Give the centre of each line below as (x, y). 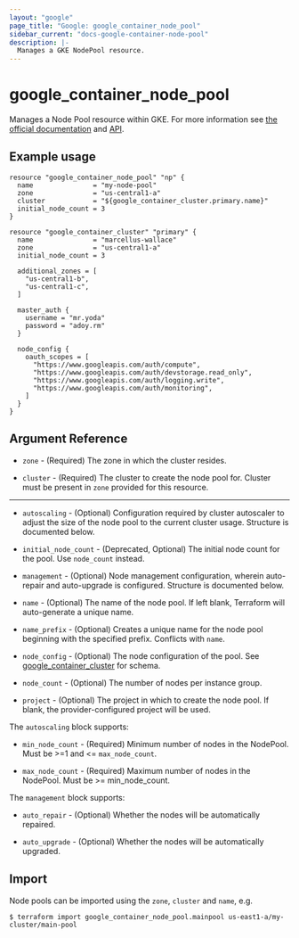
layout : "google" (41, 17)
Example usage (53, 157)
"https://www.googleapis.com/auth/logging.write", (129, 380)
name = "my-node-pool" (87, 185)
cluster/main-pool (43, 925)
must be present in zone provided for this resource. (115, 487)
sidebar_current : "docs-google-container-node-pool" (109, 34)
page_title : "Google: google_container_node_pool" (105, 26)
